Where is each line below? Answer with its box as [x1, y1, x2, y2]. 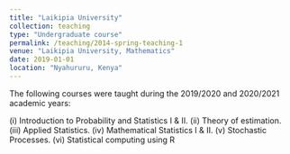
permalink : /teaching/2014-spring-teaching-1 [9, 38, 183, 48]
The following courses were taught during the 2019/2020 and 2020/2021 [9, 87, 280, 99]
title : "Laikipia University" [9, 13, 123, 23]
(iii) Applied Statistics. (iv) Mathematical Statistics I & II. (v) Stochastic [9, 124, 267, 135]
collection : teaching [9, 22, 91, 31]
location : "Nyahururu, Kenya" [9, 64, 123, 73]
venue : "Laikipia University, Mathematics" [9, 47, 176, 56]
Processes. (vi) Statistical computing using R [9, 134, 176, 145]
